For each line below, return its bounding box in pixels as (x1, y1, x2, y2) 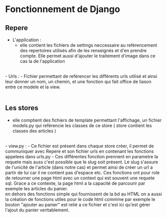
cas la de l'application (19, 58, 65, 64)
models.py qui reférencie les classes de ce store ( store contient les (12, 122, 152, 129)
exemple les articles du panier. (5, 185, 68, 191)
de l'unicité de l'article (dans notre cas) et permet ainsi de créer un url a (5, 164, 153, 170)
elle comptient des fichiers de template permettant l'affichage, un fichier (12, 117, 162, 123)
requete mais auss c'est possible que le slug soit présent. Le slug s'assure (5, 159, 158, 165)
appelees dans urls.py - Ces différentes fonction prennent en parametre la (5, 153, 158, 159)
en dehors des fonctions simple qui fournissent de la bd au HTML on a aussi (5, 191, 162, 197)
